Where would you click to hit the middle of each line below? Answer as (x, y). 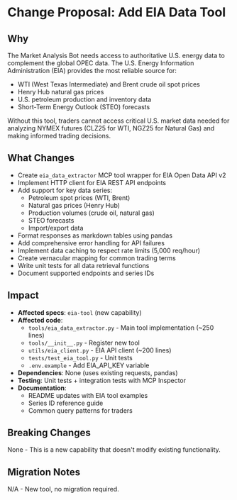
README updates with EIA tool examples (88, 395)
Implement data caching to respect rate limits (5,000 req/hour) (109, 250)
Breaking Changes (49, 433)
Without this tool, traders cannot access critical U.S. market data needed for (118, 121)
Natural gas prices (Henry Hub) (74, 205)
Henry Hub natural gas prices (61, 92)
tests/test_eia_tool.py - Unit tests (80, 357)
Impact (23, 295)
